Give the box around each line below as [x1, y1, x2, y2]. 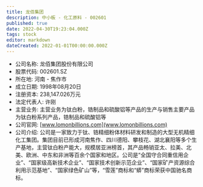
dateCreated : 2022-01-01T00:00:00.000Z [6, 43, 108, 49]
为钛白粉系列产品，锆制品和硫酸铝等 [15, 113, 107, 120]
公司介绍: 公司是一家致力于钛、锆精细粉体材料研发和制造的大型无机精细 [15, 128, 195, 135]
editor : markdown [6, 37, 51, 43]
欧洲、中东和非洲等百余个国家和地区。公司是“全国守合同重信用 [26, 151, 183, 158]
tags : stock [6, 32, 37, 38]
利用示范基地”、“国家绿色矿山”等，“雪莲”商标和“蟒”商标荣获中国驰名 [15, 166, 187, 174]
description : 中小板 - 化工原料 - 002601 [6, 15, 107, 21]
